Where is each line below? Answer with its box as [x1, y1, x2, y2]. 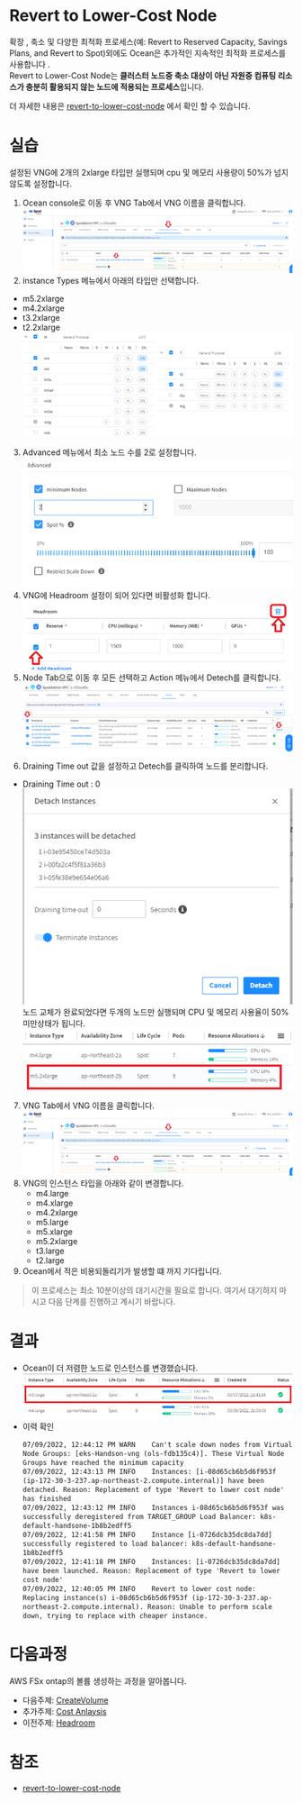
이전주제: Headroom [22, 1717, 96, 1728]
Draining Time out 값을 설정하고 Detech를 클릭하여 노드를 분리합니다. [22, 760, 269, 771]
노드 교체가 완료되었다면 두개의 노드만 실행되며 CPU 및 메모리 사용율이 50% [22, 1006, 289, 1017]
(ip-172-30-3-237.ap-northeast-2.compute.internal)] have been [22, 1476, 265, 1485]
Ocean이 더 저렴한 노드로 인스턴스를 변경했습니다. [22, 1362, 199, 1373]
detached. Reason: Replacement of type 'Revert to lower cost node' [22, 1485, 285, 1494]
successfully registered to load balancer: [22, 1539, 189, 1548]
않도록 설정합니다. [9, 177, 73, 189]
